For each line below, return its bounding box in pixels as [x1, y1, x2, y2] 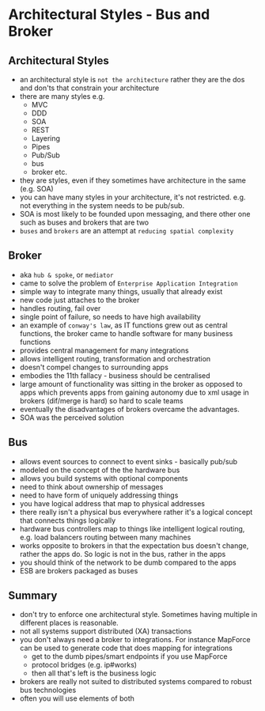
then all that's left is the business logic [31, 668, 157, 678]
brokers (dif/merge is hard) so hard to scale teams [19, 395, 184, 405]
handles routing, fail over [19, 303, 101, 313]
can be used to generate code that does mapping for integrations [19, 643, 233, 653]
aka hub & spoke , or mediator [19, 270, 114, 279]
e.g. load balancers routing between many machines [19, 532, 191, 542]
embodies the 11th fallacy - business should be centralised [19, 370, 211, 380]
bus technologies [19, 686, 77, 695]
